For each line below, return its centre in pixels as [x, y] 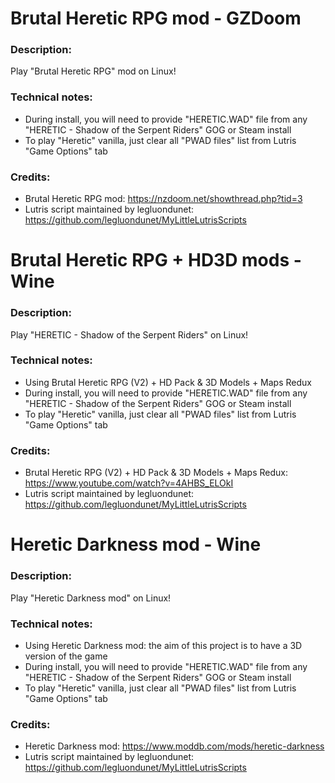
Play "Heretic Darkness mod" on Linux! [91, 598]
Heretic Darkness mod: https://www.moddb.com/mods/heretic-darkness [174, 746]
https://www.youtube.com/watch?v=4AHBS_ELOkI [129, 483]
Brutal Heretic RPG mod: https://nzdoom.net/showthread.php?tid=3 [163, 199]
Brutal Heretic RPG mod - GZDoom [156, 18]
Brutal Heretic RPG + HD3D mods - [156, 260]
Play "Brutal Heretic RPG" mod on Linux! [93, 71]
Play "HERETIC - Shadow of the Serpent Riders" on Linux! [129, 334]
